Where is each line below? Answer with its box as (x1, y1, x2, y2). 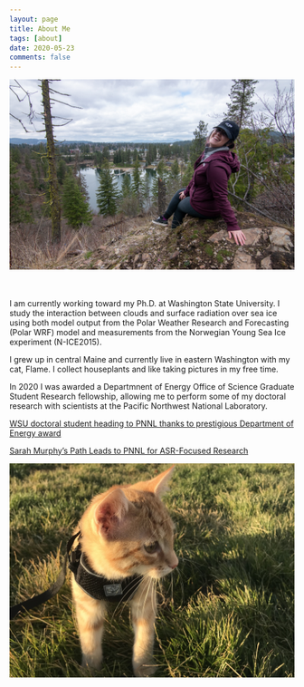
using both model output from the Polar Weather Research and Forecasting (9, 317, 290, 328)
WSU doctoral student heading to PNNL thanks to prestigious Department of (9, 418, 294, 429)
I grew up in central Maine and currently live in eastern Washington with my (9, 353, 290, 364)
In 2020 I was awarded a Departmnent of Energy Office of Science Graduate (9, 381, 295, 392)
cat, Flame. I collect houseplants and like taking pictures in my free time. (9, 363, 279, 374)
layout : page (9, 15, 59, 24)
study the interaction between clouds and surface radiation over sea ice (9, 307, 278, 318)
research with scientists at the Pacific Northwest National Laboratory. (9, 400, 269, 411)
